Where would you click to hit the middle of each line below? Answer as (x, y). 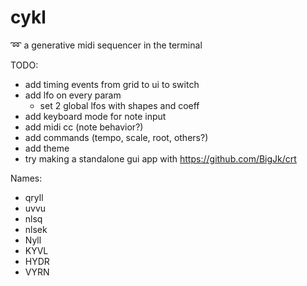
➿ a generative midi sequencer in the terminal (106, 45)
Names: (26, 178)
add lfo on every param (73, 95)
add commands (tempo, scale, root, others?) (116, 137)
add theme (47, 148)
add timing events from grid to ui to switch (112, 84)
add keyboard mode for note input (95, 116)
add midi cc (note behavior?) (84, 127)
